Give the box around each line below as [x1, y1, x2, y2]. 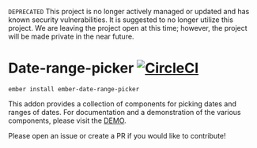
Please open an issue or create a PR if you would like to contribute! [8, 131, 227, 140]
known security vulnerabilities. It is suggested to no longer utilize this [8, 15, 233, 24]
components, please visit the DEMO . [8, 116, 127, 125]
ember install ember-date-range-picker [8, 85, 140, 93]
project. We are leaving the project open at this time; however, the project [8, 24, 248, 32]
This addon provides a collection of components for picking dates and [8, 98, 237, 109]
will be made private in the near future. [8, 31, 134, 41]
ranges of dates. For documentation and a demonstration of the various [8, 107, 241, 117]
